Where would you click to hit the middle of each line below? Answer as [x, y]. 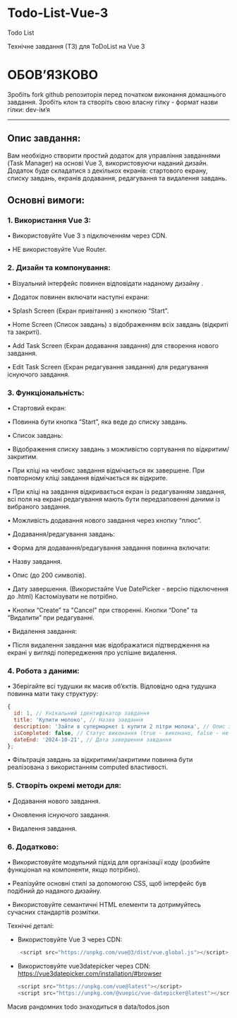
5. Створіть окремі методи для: [65, 785]
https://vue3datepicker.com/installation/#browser [90, 973]
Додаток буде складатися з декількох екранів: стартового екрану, [108, 170]
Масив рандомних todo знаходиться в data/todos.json [89, 1007]
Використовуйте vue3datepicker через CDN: [84, 966]
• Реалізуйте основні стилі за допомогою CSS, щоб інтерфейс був [107, 883]
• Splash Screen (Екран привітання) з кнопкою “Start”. [88, 311]
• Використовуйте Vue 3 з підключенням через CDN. [87, 236]
